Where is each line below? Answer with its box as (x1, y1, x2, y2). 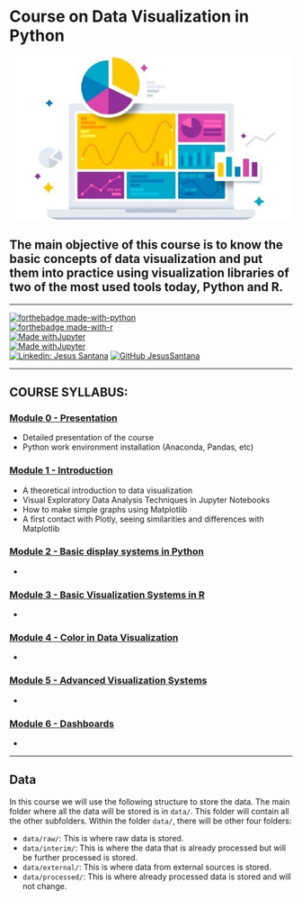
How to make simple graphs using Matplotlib (22, 504, 188, 514)
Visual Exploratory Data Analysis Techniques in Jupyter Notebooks (22, 494, 271, 505)
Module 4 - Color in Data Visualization (9, 632, 179, 644)
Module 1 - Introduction (9, 464, 114, 477)
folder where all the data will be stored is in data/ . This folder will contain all (9, 805, 289, 816)
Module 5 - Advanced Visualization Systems (9, 674, 208, 686)
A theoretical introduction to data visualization (22, 485, 193, 495)
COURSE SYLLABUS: (9, 385, 129, 400)
